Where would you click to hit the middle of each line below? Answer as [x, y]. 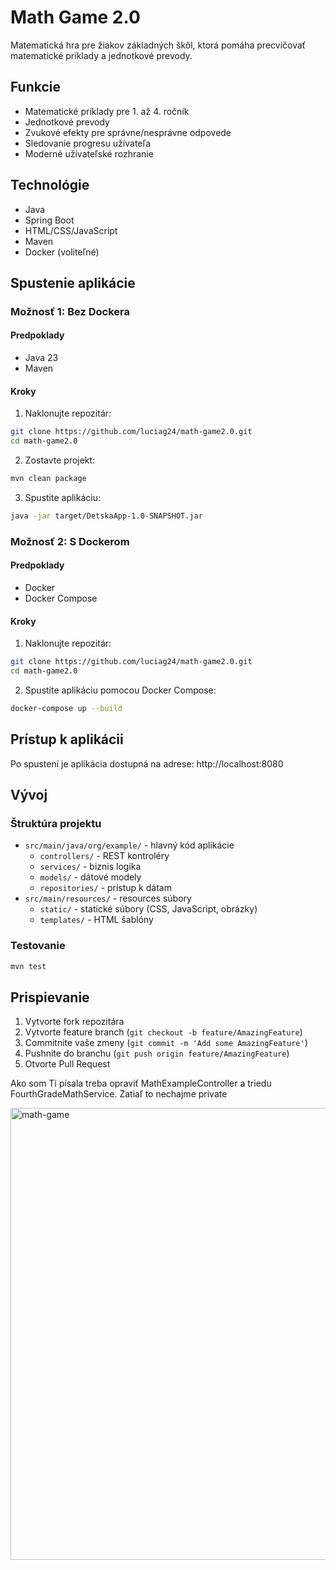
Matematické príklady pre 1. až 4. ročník [107, 111]
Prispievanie [50, 997]
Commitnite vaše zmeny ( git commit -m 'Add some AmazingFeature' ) [166, 1043]
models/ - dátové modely [90, 877]
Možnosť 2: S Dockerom [70, 541]
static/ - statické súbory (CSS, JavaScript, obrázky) [148, 909]
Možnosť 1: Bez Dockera [70, 311]
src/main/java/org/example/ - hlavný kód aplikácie [129, 845]
